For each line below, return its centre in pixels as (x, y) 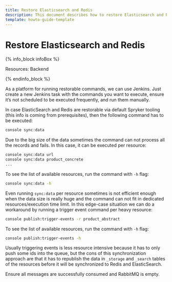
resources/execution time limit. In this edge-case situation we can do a (80, 204)
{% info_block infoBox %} (33, 59)
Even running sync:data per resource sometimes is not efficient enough (81, 193)
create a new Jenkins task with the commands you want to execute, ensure (85, 94)
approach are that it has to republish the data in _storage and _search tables (85, 259)
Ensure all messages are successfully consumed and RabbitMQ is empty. (82, 274)
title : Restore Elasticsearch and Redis (49, 10)
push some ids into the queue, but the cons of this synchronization (76, 253)
